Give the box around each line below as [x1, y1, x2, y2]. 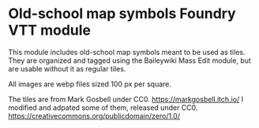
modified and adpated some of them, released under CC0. [8, 103, 198, 112]
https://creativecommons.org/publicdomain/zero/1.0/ [8, 111, 180, 120]
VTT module [8, 21, 91, 39]
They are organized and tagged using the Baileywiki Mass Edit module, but [8, 56, 251, 65]
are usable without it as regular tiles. [8, 64, 126, 73]
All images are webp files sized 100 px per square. [8, 79, 172, 89]
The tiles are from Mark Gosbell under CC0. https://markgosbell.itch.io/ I [8, 94, 243, 104]
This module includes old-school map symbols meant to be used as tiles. [8, 47, 246, 57]
